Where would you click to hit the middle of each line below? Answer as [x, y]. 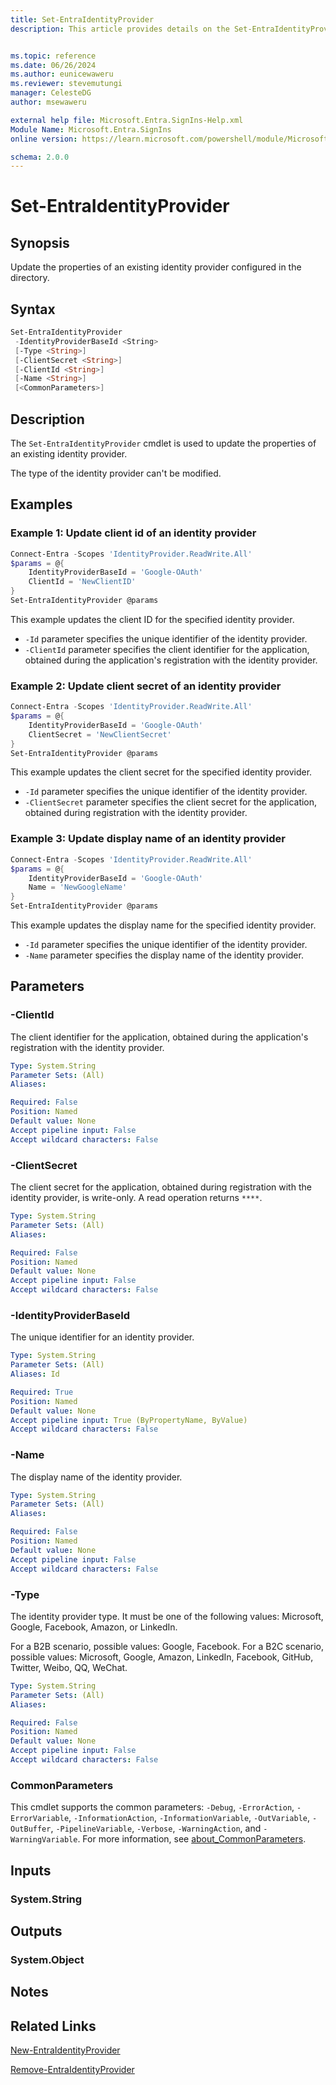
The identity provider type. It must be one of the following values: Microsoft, [167, 1616]
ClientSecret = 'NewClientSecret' [100, 734]
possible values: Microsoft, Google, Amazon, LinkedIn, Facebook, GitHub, [162, 1657]
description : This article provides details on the [120, 29]
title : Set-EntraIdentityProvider [82, 19]
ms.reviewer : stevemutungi [66, 84]
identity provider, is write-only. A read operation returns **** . [136, 1198]
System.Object [47, 1959]
